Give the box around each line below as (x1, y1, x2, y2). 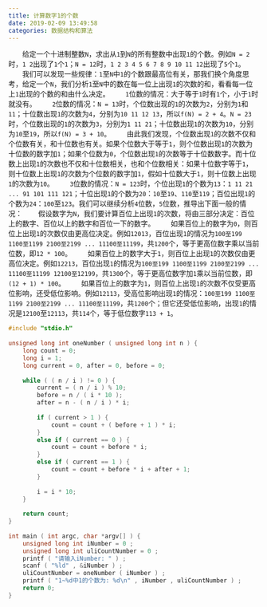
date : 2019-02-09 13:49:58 (8, 19, 98, 27)
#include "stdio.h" (8, 325, 73, 333)
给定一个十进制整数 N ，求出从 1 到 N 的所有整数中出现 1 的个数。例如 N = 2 (22, 49, 250, 59)
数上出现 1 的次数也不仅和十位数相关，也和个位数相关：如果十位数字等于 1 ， (8, 159, 253, 168)
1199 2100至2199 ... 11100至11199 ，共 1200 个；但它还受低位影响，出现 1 (8, 298, 243, 308)
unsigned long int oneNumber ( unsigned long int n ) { (8, 340, 198, 348)
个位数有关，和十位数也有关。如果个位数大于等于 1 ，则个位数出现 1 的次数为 (8, 139, 253, 148)
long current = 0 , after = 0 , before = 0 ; (22, 361, 166, 369)
